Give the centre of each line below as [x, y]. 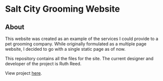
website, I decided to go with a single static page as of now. [65, 49]
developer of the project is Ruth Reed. [43, 64]
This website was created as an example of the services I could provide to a [82, 39]
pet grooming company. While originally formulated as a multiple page [76, 44]
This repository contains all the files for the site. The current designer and [79, 59]
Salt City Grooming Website [63, 9]
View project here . [24, 73]
